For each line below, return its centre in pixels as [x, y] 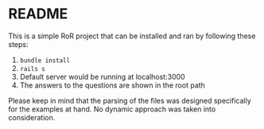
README [38, 14]
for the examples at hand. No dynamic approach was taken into [112, 109]
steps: [18, 44]
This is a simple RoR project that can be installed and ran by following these [132, 36]
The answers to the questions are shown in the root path [112, 85]
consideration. [32, 117]
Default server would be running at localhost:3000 [102, 76]
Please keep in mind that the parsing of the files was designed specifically [130, 100]
